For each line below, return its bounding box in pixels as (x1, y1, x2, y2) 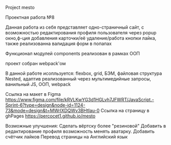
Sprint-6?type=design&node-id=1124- (5, 102, 85, 108)
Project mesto (5, 5, 35, 10)
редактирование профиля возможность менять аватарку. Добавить (5, 128, 155, 134)
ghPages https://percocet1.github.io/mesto (5, 113, 96, 119)
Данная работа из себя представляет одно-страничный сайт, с (5, 24, 144, 30)
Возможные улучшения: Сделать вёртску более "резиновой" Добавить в (5, 123, 166, 129)
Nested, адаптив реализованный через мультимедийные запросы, (5, 76, 152, 81)
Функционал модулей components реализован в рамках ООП (5, 51, 140, 56)
